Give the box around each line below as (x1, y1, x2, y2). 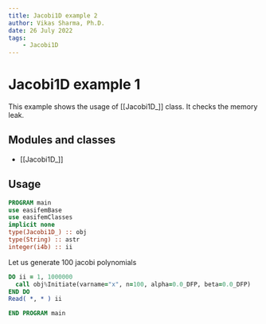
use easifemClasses (8, 213, 73, 221)
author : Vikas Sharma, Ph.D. (8, 19, 105, 27)
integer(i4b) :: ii (8, 243, 73, 251)
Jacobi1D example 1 (8, 76, 141, 94)
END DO (8, 287, 30, 295)
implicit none (8, 221, 56, 229)
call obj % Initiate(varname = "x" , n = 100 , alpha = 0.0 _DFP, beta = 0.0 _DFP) (15, 280, 251, 288)
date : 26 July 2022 (8, 26, 73, 34)
